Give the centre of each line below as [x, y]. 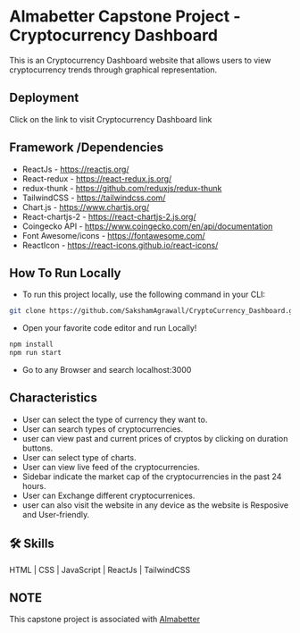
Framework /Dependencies [87, 148]
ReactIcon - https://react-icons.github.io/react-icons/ [120, 245]
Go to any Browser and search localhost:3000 [107, 370]
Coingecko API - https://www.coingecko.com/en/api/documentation [147, 226]
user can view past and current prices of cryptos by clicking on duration [155, 438]
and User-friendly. [56, 514]
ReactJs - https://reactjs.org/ [75, 169]
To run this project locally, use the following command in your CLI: [144, 295]
